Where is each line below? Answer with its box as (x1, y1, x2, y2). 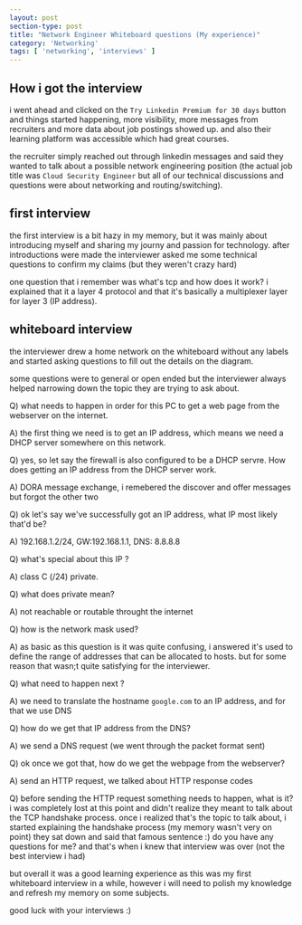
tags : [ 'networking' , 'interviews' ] (9, 47, 156, 56)
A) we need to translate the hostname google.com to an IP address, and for (9, 695, 287, 706)
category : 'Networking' (9, 38, 99, 48)
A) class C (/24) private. (9, 571, 99, 582)
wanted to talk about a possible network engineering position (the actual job (9, 160, 293, 171)
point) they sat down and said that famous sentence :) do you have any (9, 831, 274, 842)
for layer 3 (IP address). (9, 295, 98, 306)
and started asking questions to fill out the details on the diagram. (9, 355, 254, 367)
